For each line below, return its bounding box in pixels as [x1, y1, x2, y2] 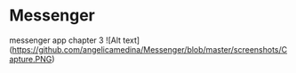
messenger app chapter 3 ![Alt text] [9, 35, 140, 45]
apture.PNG [9, 53, 52, 64]
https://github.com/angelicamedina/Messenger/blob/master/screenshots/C [12, 44, 288, 54]
